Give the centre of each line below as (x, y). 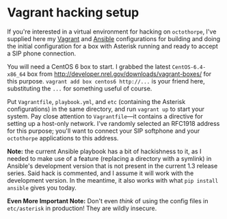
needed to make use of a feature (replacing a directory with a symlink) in (109, 158)
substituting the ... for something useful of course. (80, 88)
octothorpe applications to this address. (63, 138)
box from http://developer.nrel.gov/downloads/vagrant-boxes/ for (119, 74)
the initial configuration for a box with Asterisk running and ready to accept (113, 46)
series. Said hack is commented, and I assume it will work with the (101, 173)
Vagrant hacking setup (73, 13)
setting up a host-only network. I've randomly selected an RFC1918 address (113, 123)
